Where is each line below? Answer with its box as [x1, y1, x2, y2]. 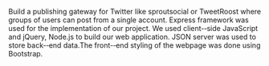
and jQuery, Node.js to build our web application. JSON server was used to [8, 32, 257, 41]
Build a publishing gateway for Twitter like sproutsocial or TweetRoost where [8, 7, 262, 16]
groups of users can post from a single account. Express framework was [8, 15, 249, 25]
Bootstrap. [8, 49, 43, 58]
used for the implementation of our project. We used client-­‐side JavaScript [8, 24, 259, 33]
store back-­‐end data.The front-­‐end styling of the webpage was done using [8, 41, 261, 50]
